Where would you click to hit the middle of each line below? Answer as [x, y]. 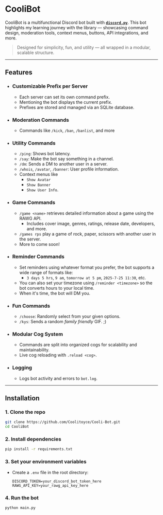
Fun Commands [31, 306]
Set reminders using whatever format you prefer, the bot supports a [87, 267]
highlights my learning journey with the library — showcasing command [77, 27]
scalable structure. [36, 53]
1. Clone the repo [25, 412]
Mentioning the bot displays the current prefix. [66, 102]
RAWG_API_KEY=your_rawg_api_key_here [50, 485]
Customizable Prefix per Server [50, 86]
